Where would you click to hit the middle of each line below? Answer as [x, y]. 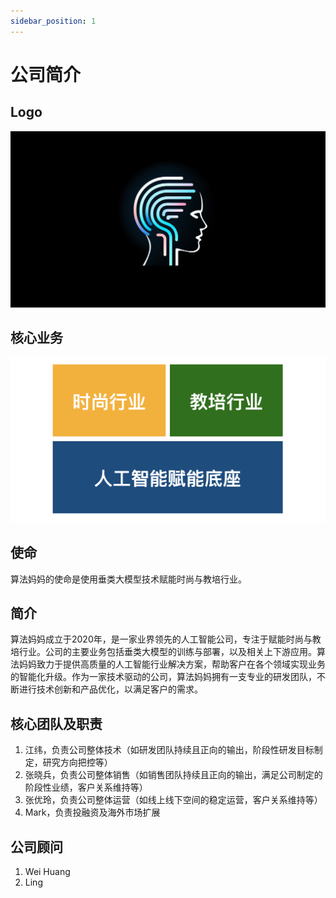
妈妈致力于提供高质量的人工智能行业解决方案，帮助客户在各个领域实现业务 [172, 664]
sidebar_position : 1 [53, 21]
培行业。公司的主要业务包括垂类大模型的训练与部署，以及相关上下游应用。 [163, 652]
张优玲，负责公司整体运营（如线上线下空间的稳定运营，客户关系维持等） [173, 800]
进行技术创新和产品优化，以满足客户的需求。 [110, 689]
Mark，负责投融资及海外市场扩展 [92, 812]
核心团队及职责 [56, 723]
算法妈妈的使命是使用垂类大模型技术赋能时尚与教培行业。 [128, 579]
